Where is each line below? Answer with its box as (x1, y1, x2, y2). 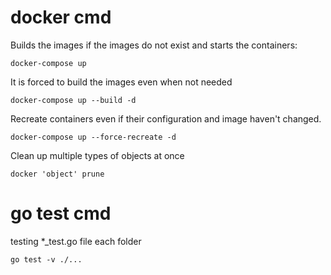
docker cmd (10, 6, 112, 29)
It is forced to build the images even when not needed (10, 76, 233, 88)
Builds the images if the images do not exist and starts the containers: (10, 39, 298, 51)
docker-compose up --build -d (10, 95, 137, 105)
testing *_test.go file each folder (10, 235, 142, 247)
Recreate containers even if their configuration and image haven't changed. (10, 112, 322, 125)
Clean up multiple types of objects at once (10, 149, 185, 161)
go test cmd (10, 202, 112, 225)
